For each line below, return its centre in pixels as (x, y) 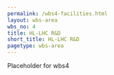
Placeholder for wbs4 (38, 66)
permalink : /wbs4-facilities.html (58, 14)
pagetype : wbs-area (36, 46)
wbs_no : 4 (22, 26)
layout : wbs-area (33, 20)
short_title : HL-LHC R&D (43, 40)
